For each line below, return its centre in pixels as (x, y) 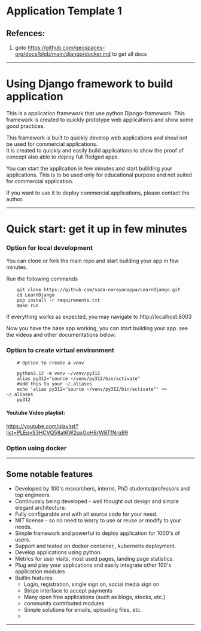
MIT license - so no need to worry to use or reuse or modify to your (98, 521)
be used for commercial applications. (52, 144)
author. (15, 199)
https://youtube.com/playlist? (42, 426)
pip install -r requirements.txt (59, 300)
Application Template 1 (64, 11)
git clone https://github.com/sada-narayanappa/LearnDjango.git (99, 290)
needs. (23, 527)
